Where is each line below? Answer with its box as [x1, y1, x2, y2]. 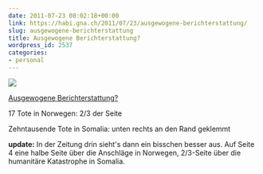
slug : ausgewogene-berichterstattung [8, 26, 134, 34]
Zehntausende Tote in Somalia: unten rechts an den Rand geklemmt [8, 124, 231, 133]
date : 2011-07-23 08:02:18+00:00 [8, 11, 120, 20]
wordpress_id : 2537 [8, 42, 73, 49]
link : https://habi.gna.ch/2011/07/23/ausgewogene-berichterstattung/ [8, 19, 248, 27]
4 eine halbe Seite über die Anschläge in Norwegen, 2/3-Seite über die [8, 148, 241, 157]
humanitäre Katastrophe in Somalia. [8, 156, 125, 166]
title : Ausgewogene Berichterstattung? [8, 34, 141, 42]
